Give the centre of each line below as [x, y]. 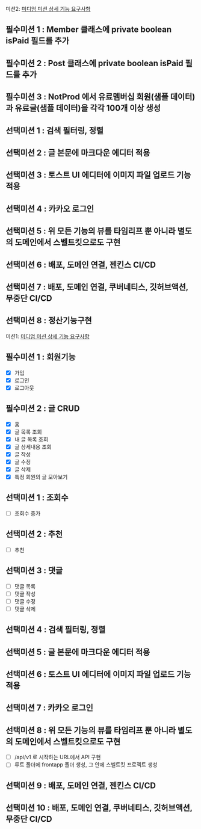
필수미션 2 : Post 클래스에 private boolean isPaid [95, 63]
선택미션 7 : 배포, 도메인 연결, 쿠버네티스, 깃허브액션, [97, 287]
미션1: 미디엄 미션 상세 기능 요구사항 [48, 336]
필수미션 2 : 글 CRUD [43, 409]
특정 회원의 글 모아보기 [41, 476]
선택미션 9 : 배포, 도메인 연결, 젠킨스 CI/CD [81, 785]
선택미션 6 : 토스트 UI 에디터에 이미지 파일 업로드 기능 [98, 675]
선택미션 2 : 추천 [34, 534]
